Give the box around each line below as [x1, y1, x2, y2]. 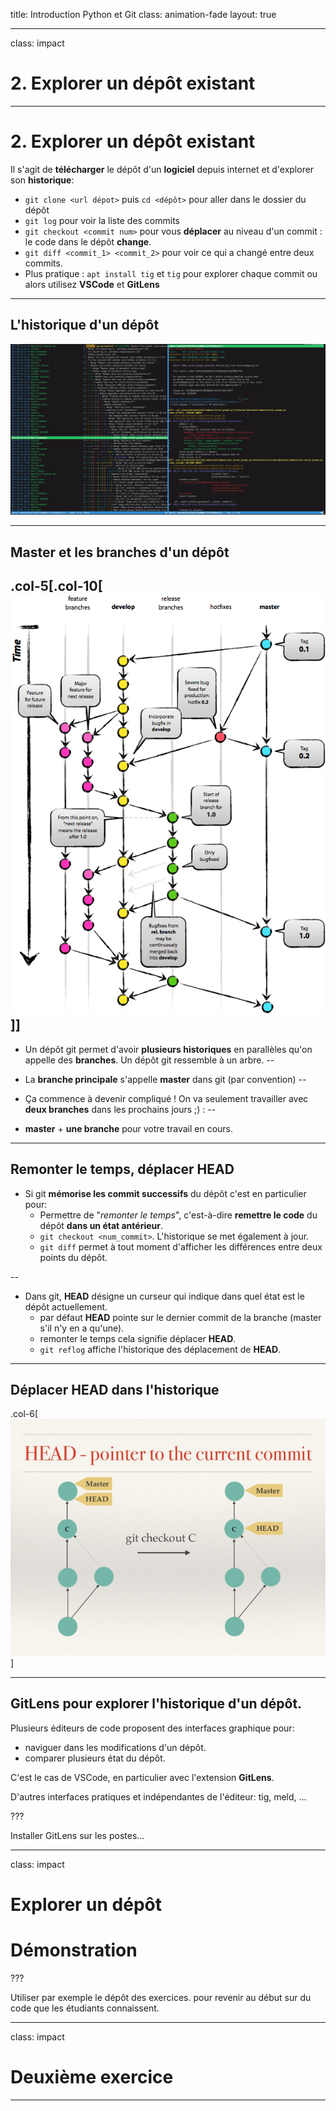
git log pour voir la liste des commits [24, 214, 181, 226]
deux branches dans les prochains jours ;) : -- [24, 1103, 217, 1115]
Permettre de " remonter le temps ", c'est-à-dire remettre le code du [39, 1209, 318, 1221]
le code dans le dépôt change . [24, 235, 152, 248]
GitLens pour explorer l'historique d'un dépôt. [10, 1695, 303, 1713]
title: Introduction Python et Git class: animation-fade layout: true [10, 9, 277, 20]
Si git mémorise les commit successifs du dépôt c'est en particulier [24, 1187, 307, 1199]
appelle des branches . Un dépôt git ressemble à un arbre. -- [24, 1054, 275, 1066]
